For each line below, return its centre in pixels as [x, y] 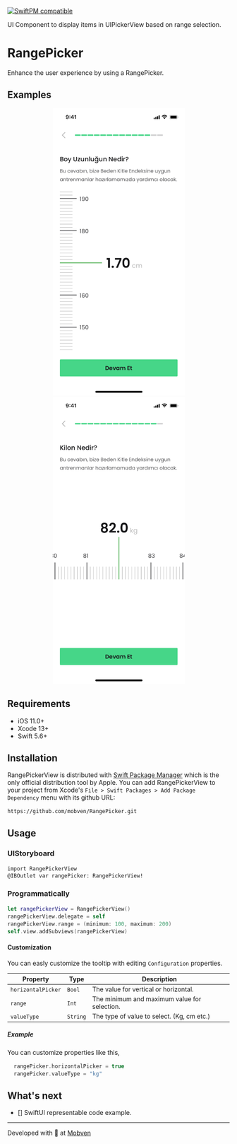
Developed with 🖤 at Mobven [49, 1133]
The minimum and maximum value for [147, 999]
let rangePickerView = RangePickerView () [69, 909]
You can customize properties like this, [63, 1052]
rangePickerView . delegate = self [56, 917]
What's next [35, 1096]
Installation [32, 758]
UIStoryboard [31, 853]
